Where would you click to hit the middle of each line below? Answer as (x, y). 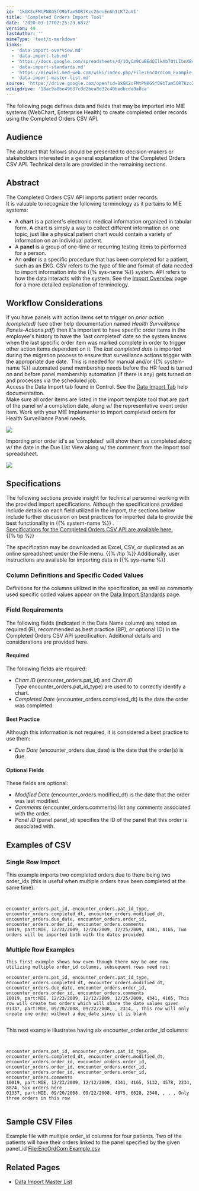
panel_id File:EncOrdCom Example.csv (53, 1149)
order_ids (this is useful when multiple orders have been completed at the (96, 881)
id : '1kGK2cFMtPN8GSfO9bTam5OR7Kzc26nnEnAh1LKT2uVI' (73, 12)
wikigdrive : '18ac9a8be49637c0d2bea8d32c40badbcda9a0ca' (78, 89)
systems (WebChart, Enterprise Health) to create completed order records (97, 112)
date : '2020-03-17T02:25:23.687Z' (49, 23)
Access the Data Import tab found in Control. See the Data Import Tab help (97, 387)
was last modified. (37, 801)
